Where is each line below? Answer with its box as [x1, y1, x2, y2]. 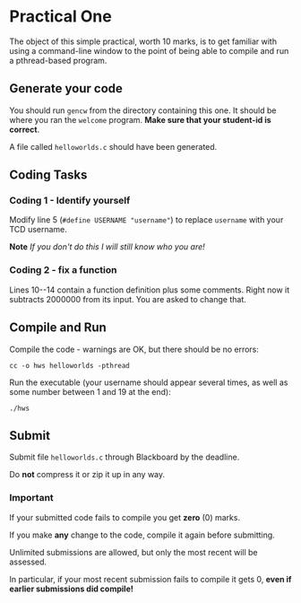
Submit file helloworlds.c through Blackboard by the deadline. [9, 451, 240, 463]
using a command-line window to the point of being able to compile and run [9, 45, 289, 56]
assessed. [9, 556, 47, 567]
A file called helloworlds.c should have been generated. [9, 141, 218, 152]
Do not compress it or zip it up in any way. [9, 469, 166, 480]
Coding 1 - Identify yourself [9, 195, 131, 207]
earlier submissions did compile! [9, 583, 134, 594]
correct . [9, 124, 40, 135]
